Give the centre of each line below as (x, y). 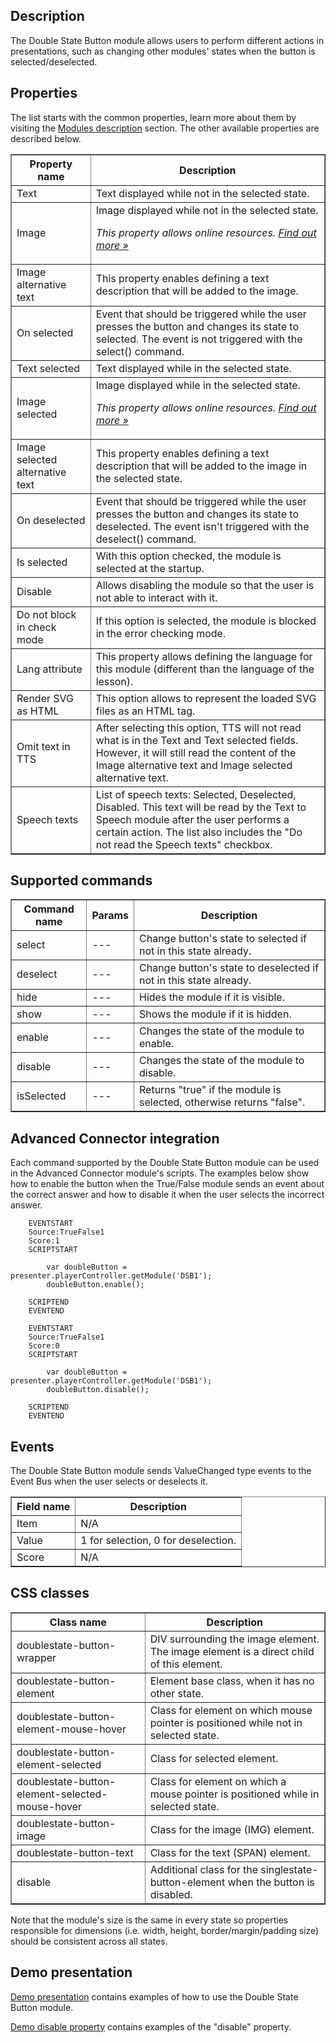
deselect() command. (146, 539)
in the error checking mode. (161, 633)
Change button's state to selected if (223, 939)
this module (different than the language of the (205, 669)
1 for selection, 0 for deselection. (158, 1541)
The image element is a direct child (232, 1651)
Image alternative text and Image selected (194, 765)
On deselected (51, 520)
